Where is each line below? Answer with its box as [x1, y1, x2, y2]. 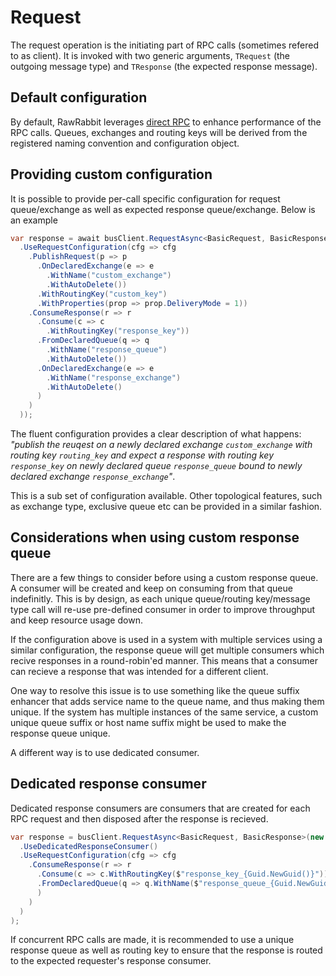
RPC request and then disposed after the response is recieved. [10, 812, 269, 825]
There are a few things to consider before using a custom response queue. [10, 571, 319, 583]
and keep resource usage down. [10, 614, 143, 626]
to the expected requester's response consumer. [10, 955, 212, 967]
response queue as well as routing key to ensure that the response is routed [10, 944, 323, 956]
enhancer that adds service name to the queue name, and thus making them [10, 695, 325, 707]
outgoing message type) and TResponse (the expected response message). [10, 60, 318, 72]
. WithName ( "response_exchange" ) [46, 372, 182, 383]
